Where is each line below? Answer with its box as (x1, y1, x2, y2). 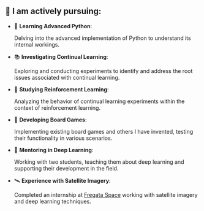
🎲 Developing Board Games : (13, 116, 87, 123)
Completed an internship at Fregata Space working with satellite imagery (13, 191, 198, 198)
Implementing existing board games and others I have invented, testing (13, 128, 194, 135)
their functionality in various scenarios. (13, 134, 113, 142)
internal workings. (13, 40, 60, 48)
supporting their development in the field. (13, 164, 119, 172)
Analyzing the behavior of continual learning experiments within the (13, 98, 185, 105)
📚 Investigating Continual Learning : (13, 53, 108, 60)
